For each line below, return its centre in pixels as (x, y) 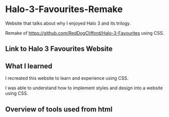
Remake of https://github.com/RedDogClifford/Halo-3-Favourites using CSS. (85, 33)
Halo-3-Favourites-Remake (64, 9)
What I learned (29, 66)
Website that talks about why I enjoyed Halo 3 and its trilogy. (68, 23)
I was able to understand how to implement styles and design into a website (84, 88)
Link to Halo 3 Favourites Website (59, 49)
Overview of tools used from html (59, 109)
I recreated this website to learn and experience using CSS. (67, 78)
